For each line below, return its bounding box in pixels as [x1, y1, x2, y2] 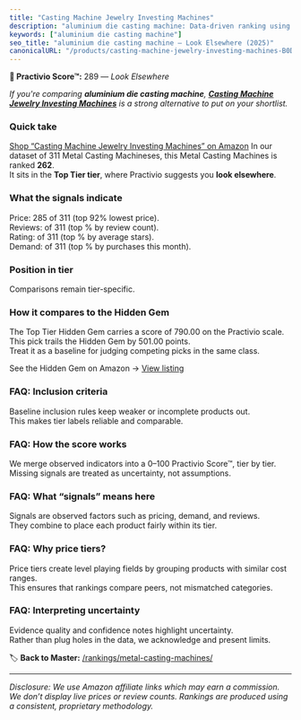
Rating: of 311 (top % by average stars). [9, 231, 155, 242]
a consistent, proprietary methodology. [9, 700, 154, 711]
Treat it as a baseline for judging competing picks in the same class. [9, 346, 260, 356]
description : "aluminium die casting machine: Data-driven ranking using [9, 22, 291, 31]
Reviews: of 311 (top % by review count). [9, 222, 159, 233]
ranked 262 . [9, 160, 56, 171]
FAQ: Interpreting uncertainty [9, 604, 141, 617]
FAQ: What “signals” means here [9, 490, 156, 503]
